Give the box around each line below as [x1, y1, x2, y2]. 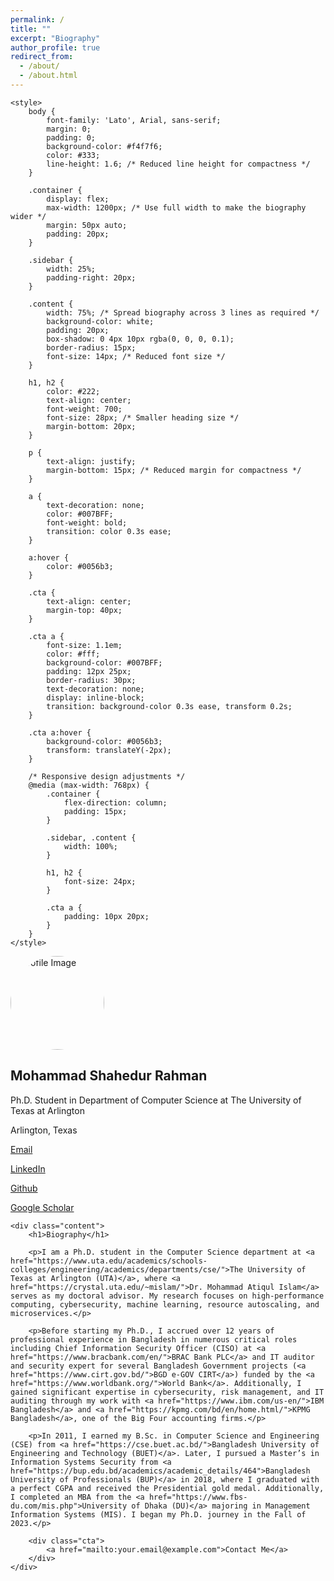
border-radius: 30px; [46, 675, 137, 685]
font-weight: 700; [46, 404, 123, 414]
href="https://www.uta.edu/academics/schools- [10, 1256, 208, 1266]
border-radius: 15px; [46, 342, 137, 353]
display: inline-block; [46, 692, 145, 703]
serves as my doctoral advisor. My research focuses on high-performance [10, 1291, 325, 1301]
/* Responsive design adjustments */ [28, 771, 186, 781]
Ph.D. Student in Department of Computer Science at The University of [10, 1094, 302, 1106]
